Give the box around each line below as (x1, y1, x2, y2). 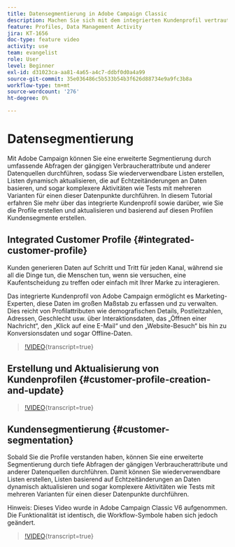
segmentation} (7, 434, 74, 446)
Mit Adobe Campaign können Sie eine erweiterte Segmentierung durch (7, 154, 212, 162)
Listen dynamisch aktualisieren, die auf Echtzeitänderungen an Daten (7, 176, 207, 185)
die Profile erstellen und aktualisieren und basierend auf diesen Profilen (7, 206, 213, 214)
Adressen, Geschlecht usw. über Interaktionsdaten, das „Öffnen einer (7, 314, 207, 322)
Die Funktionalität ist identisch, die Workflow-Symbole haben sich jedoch (7, 511, 218, 520)
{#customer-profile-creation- (78, 374, 211, 385)
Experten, (7, 299, 36, 308)
